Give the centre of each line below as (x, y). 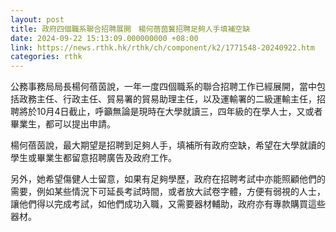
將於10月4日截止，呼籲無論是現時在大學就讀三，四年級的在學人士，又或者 (170, 112)
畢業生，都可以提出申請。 (63, 124)
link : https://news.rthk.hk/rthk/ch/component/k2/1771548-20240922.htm (162, 47)
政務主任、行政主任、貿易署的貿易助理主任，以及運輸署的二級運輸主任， (167, 99)
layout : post (37, 19)
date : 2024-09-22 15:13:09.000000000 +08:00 (104, 38)
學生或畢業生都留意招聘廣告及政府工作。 (93, 158)
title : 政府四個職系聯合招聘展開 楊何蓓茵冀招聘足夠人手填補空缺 (130, 29)
